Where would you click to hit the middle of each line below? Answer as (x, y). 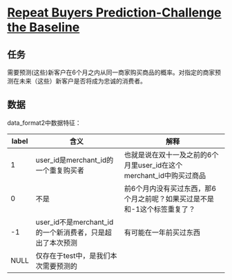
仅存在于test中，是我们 (73, 255)
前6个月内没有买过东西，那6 (170, 188)
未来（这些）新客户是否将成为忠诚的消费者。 (83, 81)
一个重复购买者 (60, 170)
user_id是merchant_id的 (75, 160)
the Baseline (43, 27)
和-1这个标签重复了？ (159, 209)
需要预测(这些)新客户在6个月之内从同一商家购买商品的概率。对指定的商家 (111, 72)
